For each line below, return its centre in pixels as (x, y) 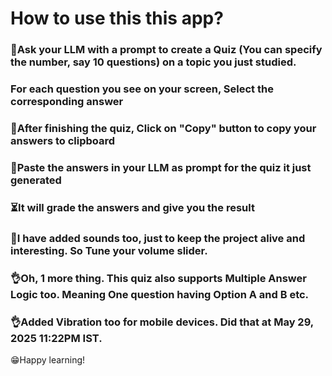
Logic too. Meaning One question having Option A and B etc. (160, 294)
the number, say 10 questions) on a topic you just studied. (153, 62)
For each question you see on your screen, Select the (142, 89)
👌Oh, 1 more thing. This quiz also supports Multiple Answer (158, 278)
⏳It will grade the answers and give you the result (132, 207)
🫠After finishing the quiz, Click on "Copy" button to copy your (163, 128)
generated (36, 180)
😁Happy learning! (48, 359)
